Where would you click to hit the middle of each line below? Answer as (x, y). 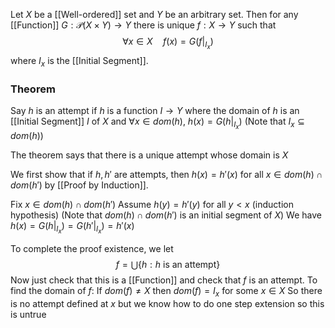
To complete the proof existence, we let (92, 249)
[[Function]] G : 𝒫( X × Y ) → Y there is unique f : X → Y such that (143, 25)
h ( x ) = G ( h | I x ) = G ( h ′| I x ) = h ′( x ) (72, 228)
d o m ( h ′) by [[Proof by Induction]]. (79, 185)
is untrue (28, 315)
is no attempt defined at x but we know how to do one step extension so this (167, 304)
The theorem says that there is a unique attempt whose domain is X (149, 155)
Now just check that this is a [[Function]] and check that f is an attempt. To (164, 280)
